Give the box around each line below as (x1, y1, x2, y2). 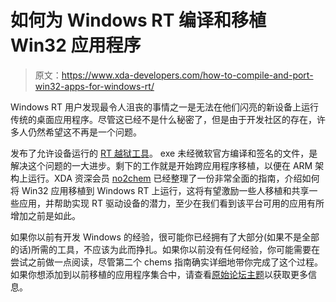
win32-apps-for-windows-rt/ (34, 80, 155, 92)
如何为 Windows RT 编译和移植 (10, 9, 267, 32)
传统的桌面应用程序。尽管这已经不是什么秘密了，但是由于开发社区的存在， (10, 113, 317, 125)
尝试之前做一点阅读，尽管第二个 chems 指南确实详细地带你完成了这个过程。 (10, 256, 323, 268)
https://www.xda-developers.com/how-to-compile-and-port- (61, 69, 314, 81)
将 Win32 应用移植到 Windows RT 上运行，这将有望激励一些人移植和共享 (10, 184, 310, 196)
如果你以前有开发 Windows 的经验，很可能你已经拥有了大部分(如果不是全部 (10, 231, 320, 243)
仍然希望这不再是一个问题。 (27, 126, 142, 138)
